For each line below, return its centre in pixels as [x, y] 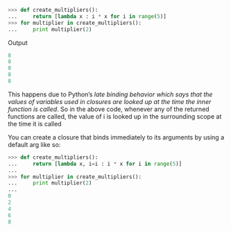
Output [18, 42]
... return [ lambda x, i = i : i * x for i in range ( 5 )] [95, 164]
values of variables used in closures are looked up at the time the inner [110, 101]
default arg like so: [34, 144]
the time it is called [35, 123]
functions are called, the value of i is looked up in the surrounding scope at [115, 116]
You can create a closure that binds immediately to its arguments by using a [116, 137]
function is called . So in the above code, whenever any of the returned [109, 109]
